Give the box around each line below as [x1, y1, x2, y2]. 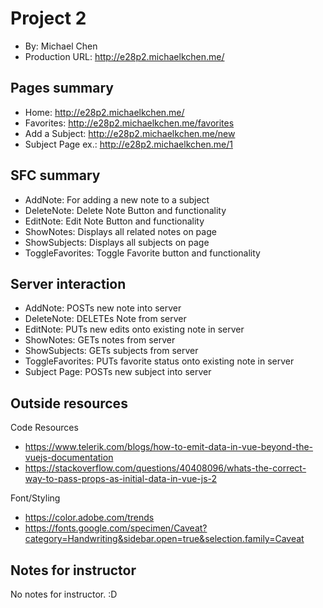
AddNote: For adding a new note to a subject [24, 193, 210, 206]
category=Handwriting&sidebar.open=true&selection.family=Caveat [24, 533, 305, 545]
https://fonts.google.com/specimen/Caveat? [24, 522, 208, 534]
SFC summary [10, 167, 101, 184]
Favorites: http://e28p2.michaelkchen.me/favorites [24, 117, 235, 129]
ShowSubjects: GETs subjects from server [24, 345, 199, 357]
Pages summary [10, 80, 114, 97]
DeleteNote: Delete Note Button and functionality [24, 204, 227, 216]
